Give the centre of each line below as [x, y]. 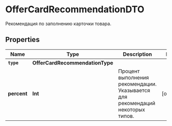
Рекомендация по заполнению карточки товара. [58, 24]
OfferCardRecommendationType [73, 62]
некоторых [132, 110]
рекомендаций [137, 103]
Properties [23, 40]
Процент [129, 71]
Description [137, 54]
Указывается [134, 90]
